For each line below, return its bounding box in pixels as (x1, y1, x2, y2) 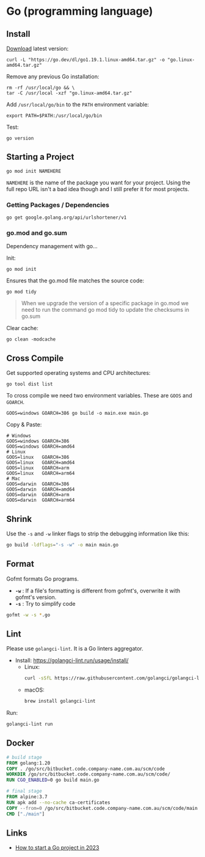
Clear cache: (6, 325, 38, 332)
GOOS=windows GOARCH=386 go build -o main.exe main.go (6, 410, 149, 417)
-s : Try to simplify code (15, 600, 76, 607)
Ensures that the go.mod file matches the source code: (6, 277, 145, 284)
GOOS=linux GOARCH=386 (6, 455, 70, 461)
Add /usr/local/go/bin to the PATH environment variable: (6, 101, 149, 108)
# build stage (6, 754, 43, 760)
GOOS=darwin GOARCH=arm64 (6, 497, 75, 504)
